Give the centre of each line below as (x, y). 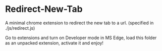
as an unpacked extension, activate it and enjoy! (54, 43)
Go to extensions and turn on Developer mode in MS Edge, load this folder (81, 38)
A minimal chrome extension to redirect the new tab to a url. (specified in (79, 23)
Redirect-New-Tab (44, 9)
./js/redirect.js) (20, 28)
